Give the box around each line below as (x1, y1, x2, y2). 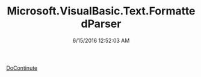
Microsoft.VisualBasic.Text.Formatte (7, 4, 196, 18)
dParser (81, 17, 122, 31)
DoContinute (6, 64, 38, 72)
